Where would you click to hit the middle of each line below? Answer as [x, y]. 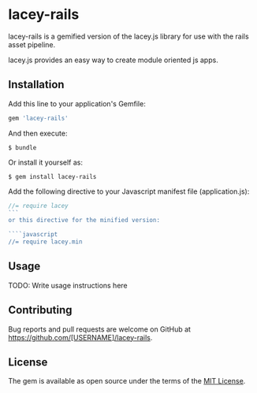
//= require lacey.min [45, 242]
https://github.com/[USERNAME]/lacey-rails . [80, 337]
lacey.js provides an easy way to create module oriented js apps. [113, 60]
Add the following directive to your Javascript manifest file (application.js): [129, 191]
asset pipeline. [32, 44]
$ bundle [22, 147]
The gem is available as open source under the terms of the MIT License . [127, 381]
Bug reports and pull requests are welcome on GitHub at [100, 329]
